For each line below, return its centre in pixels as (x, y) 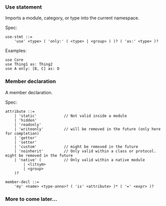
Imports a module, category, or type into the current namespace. (72, 18)
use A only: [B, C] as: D (32, 69)
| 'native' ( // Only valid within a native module (79, 160)
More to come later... (31, 199)
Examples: (16, 51)
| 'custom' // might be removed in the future (76, 147)
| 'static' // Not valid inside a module (71, 116)
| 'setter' (26, 142)
